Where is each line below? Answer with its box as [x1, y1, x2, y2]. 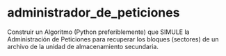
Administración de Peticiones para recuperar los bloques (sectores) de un [7, 35, 219, 43]
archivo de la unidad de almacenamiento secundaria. [7, 42, 159, 50]
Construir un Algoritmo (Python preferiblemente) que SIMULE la [7, 28, 190, 36]
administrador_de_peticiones [7, 5, 180, 21]
